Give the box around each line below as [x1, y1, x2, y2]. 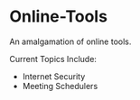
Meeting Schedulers [22, 80, 98, 91]
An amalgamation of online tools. [9, 36, 132, 47]
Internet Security [22, 70, 86, 82]
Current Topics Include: [9, 53, 98, 64]
